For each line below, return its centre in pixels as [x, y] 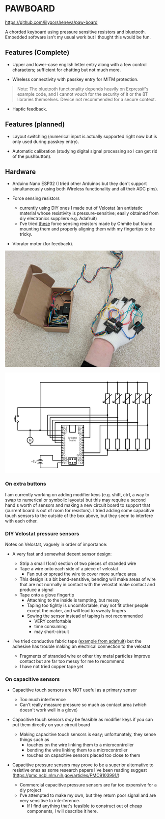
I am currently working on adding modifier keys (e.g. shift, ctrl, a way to [77, 494]
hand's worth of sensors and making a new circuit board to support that [78, 505]
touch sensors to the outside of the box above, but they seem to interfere [79, 516]
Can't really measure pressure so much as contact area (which [83, 705]
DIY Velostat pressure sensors [42, 533]
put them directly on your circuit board [51, 725]
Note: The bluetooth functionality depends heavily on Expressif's [83, 89]
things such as [34, 740]
